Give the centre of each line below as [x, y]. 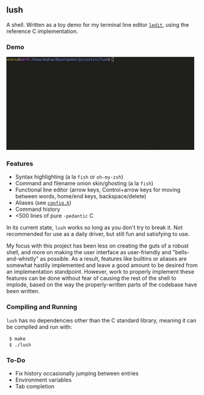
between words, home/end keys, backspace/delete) [81, 196]
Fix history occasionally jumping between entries [77, 373]
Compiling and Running [42, 307]
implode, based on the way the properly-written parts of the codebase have [102, 285]
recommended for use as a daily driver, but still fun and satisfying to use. [98, 234]
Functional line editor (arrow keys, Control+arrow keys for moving [98, 190]
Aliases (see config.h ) [43, 203]
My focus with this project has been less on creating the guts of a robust [98, 246]
